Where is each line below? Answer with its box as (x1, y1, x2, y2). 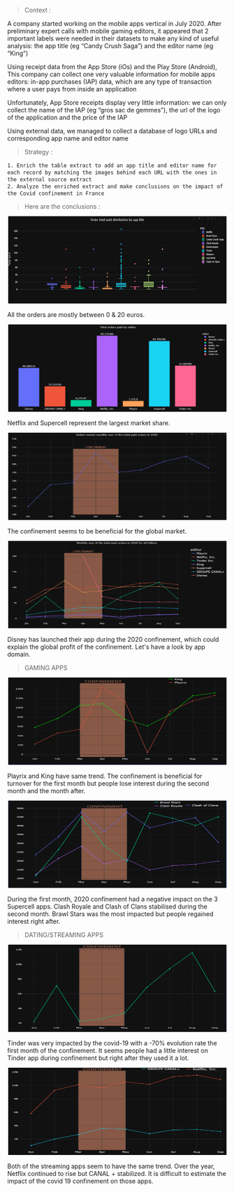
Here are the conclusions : (24, 203, 101, 210)
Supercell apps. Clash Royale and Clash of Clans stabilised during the (7, 902, 207, 911)
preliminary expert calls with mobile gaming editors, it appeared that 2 (7, 27, 209, 35)
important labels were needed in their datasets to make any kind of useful (7, 34, 219, 43)
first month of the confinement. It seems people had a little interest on (7, 1047, 208, 1054)
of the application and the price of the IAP (7, 113, 128, 122)
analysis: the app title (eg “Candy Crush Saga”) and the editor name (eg (7, 42, 214, 50)
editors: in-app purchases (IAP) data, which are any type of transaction (7, 78, 212, 86)
